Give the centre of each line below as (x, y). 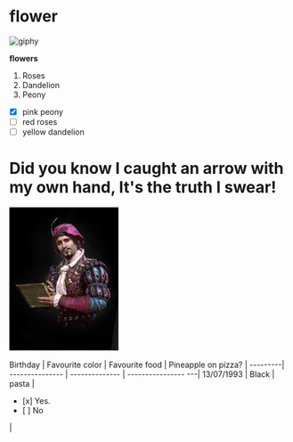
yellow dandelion (53, 132)
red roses (40, 122)
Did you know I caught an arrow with (146, 169)
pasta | (22, 384)
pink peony (43, 111)
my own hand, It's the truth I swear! (143, 188)
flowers (24, 58)
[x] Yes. (36, 401)
